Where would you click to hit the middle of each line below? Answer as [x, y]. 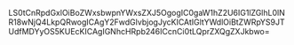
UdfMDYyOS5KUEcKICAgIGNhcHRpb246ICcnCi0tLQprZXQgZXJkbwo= [139, 31]
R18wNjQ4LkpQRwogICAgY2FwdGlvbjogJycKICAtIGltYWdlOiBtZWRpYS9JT [147, 22]
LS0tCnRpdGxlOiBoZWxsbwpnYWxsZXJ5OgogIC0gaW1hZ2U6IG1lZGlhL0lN [147, 13]
